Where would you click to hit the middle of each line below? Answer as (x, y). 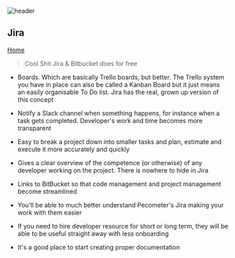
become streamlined (47, 191)
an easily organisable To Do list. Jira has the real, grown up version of (118, 92)
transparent (34, 128)
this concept (35, 99)
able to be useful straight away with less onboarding (93, 233)
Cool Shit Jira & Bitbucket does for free (81, 63)
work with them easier (49, 212)
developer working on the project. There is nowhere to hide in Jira (113, 170)
